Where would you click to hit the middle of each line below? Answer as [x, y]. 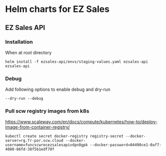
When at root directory [28, 52]
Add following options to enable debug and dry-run [58, 89]
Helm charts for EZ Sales [57, 9]
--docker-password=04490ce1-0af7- [126, 145]
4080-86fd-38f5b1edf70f [30, 150]
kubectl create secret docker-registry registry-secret [64, 136]
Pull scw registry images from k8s [47, 111]
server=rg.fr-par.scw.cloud [34, 141]
